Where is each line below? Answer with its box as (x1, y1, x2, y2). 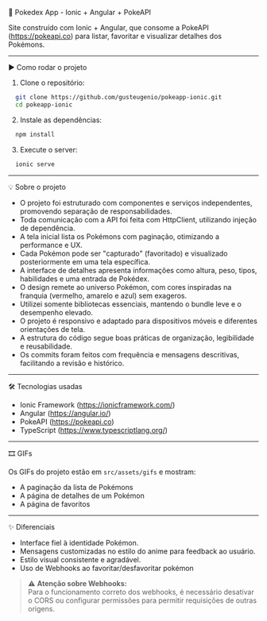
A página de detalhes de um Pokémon (19, 491, 145, 500)
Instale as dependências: (19, 115, 102, 125)
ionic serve (15, 160, 56, 168)
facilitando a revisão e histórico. (19, 358, 125, 368)
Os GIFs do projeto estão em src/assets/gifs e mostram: (8, 467, 196, 476)
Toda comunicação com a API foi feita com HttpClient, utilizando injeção (19, 214, 257, 224)
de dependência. (19, 223, 75, 233)
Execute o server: (19, 145, 78, 154)
